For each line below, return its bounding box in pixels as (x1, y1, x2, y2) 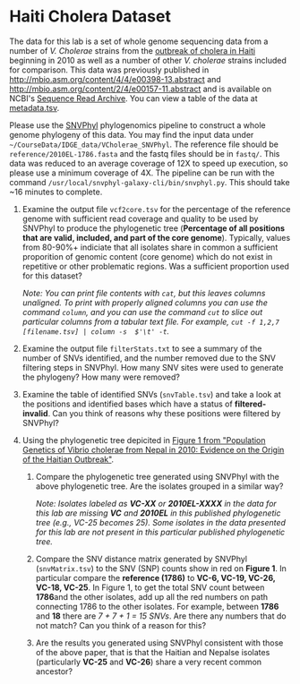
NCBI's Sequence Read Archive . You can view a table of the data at (9, 92, 258, 104)
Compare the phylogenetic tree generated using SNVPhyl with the (35, 471, 279, 482)
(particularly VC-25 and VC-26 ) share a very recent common (35, 656, 262, 667)
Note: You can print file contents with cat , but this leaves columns (21, 287, 266, 298)
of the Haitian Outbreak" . (21, 454, 115, 465)
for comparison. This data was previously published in (9, 64, 210, 75)
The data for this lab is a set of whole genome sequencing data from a (9, 36, 269, 47)
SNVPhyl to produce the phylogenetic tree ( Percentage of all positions (21, 222, 285, 234)
